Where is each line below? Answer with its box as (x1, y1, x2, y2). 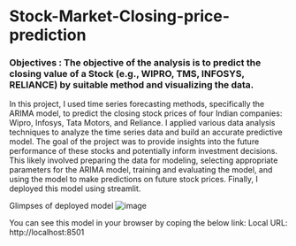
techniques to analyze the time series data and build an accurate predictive (9, 127, 283, 138)
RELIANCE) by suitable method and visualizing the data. (9, 79, 254, 91)
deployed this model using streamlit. (9, 183, 141, 194)
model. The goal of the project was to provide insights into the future (9, 136, 260, 147)
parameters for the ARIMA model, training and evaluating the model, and (9, 165, 273, 175)
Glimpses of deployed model (9, 201, 114, 211)
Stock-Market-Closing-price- (9, 6, 231, 27)
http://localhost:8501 (9, 227, 85, 238)
